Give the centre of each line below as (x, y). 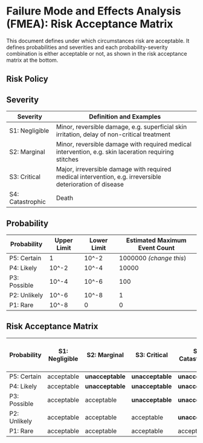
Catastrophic (28, 202)
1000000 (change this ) (153, 258)
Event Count (156, 248)
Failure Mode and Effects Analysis (94, 11)
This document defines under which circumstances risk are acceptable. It (98, 41)
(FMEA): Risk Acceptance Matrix (90, 24)
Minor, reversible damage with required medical (124, 145)
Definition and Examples (125, 117)
